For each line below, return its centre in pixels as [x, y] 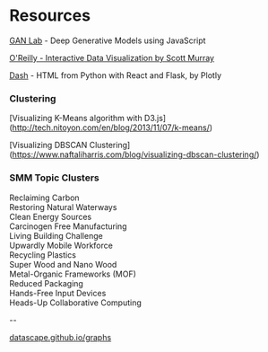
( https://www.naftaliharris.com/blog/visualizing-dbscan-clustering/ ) [134, 154]
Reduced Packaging [46, 283]
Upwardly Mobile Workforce [61, 245]
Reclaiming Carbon [44, 198]
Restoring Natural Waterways [63, 207]
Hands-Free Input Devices [58, 293]
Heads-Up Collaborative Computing [75, 303]
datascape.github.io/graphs [61, 337]
